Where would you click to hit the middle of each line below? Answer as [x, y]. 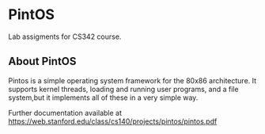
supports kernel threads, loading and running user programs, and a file [123, 89]
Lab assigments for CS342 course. [65, 36]
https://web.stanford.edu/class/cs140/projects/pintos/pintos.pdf [113, 121]
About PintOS [42, 61]
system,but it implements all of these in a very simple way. [103, 98]
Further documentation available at [65, 113]
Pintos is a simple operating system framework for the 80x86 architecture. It [132, 80]
